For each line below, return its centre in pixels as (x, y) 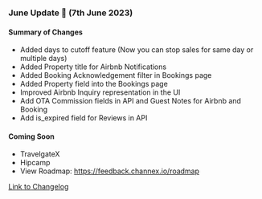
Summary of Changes (45, 32)
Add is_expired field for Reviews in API (84, 118)
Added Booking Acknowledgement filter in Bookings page (116, 75)
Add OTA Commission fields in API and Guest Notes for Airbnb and (130, 101)
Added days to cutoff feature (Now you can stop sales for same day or (137, 50)
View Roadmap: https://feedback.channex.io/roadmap (109, 171)
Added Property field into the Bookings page (94, 84)
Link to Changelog (39, 187)
